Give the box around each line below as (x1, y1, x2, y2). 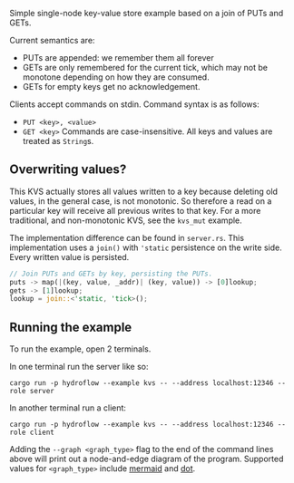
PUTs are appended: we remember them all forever (22, 53, 215, 63)
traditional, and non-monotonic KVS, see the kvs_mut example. (9, 215, 242, 226)
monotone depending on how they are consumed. (22, 72, 211, 82)
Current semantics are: (9, 35, 95, 45)
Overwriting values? (9, 162, 127, 178)
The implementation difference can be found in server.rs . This (9, 232, 245, 243)
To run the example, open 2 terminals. (9, 343, 152, 354)
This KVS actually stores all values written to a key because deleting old (9, 186, 279, 197)
